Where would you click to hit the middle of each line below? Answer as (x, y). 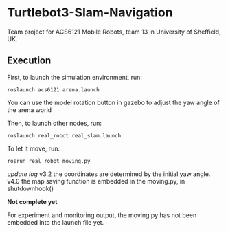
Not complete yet (32, 201)
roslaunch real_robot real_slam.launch (64, 135)
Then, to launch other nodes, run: (54, 123)
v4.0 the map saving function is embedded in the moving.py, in (96, 181)
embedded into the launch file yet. (56, 222)
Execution (29, 61)
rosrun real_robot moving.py (49, 161)
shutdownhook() (30, 188)
